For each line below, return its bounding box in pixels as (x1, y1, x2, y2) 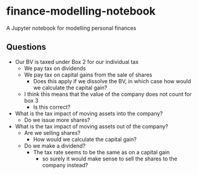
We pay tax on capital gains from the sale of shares (24, 71, 153, 78)
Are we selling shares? (24, 129, 81, 136)
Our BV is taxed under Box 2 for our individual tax (15, 58, 139, 65)
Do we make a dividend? (24, 142, 86, 149)
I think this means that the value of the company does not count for (24, 90, 192, 98)
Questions (6, 42, 47, 52)
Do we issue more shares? (24, 116, 90, 123)
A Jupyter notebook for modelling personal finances (6, 24, 136, 32)
